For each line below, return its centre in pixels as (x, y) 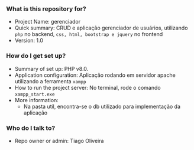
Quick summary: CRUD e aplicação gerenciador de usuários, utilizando (101, 28)
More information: (37, 100)
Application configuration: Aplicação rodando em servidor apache (95, 75)
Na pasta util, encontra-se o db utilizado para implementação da (102, 106)
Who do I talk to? (31, 128)
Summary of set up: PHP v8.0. (51, 69)
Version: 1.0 (29, 41)
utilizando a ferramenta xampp (50, 81)
